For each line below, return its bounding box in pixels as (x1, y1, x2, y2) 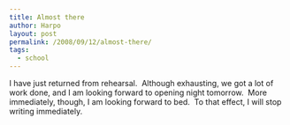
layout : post (9, 29, 57, 38)
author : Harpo (9, 21, 62, 30)
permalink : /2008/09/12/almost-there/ (9, 37, 152, 47)
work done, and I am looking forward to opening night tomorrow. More (9, 87, 268, 98)
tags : (9, 46, 29, 55)
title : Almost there (9, 12, 86, 22)
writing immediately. (9, 107, 83, 116)
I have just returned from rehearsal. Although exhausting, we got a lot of (9, 78, 274, 88)
